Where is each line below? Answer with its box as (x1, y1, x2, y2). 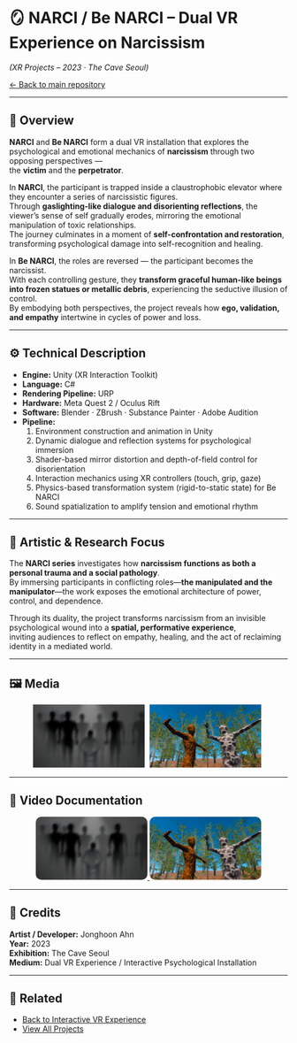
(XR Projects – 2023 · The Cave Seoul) (9, 62, 149, 73)
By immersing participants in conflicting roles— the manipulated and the (9, 577, 273, 587)
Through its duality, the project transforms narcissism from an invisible (9, 613, 267, 624)
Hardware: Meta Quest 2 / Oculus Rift (21, 397, 161, 408)
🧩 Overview (9, 113, 74, 128)
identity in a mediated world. (9, 641, 113, 652)
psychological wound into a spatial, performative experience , (9, 622, 237, 633)
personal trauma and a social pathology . (9, 568, 161, 579)
